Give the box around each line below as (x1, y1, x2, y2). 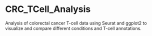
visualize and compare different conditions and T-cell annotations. (5, 25, 141, 31)
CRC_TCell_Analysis (5, 3, 91, 15)
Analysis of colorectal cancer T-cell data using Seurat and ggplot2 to (5, 20, 147, 26)
